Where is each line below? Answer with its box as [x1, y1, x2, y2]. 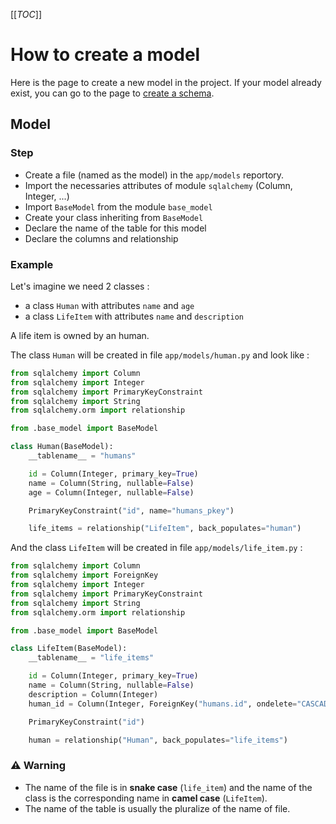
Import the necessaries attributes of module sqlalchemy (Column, [24, 179, 293, 191]
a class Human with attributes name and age [24, 299, 195, 311]
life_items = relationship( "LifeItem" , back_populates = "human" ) [28, 524, 302, 534]
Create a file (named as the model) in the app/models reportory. [24, 169, 285, 181]
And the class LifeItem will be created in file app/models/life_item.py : [10, 542, 303, 554]
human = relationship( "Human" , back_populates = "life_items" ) [28, 735, 288, 745]
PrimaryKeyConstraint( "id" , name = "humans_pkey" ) [28, 505, 235, 516]
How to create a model [10, 44, 201, 66]
